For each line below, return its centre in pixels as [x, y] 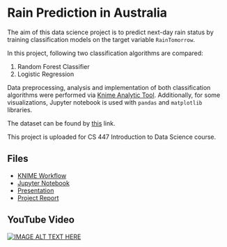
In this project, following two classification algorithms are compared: [105, 53]
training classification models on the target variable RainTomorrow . [101, 39]
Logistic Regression [46, 74]
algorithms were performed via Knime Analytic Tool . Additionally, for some [114, 95]
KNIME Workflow [42, 175]
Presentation [36, 190]
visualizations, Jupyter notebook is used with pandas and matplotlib [105, 102]
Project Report [38, 197]
